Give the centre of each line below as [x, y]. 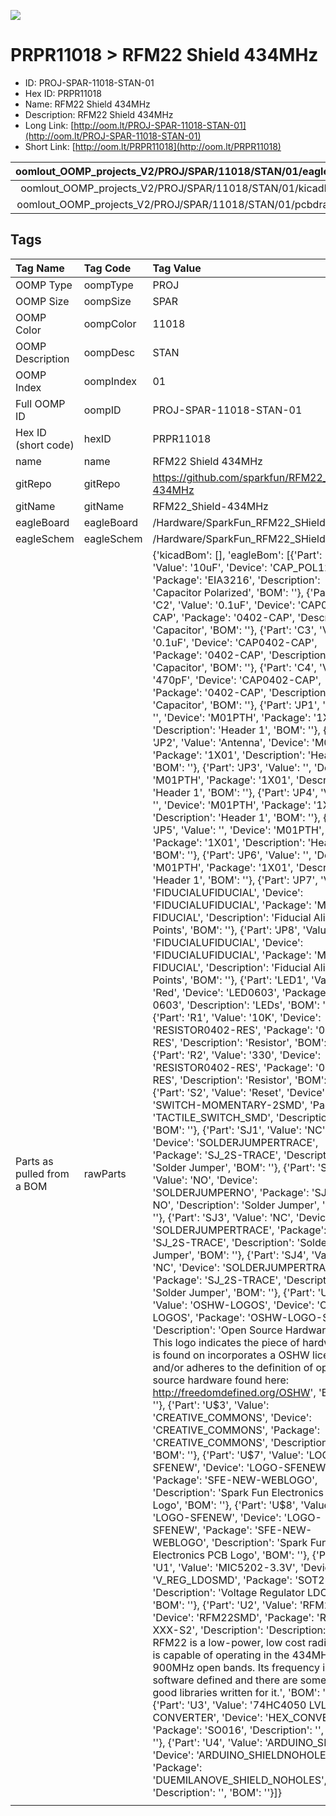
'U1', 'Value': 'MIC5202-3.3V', [225, 1567]
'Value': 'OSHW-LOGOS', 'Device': [233, 1305]
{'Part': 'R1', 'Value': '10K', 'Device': [237, 1017]
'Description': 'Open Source [217, 1330]
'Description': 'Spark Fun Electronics [238, 1492]
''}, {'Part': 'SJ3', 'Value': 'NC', [223, 1217]
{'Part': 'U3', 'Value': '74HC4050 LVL [239, 1705]
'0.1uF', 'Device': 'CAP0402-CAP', [235, 642]
